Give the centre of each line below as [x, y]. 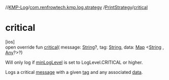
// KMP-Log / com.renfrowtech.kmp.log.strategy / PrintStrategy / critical [77, 7]
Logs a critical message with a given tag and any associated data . [74, 72]
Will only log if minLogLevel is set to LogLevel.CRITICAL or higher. [74, 62]
